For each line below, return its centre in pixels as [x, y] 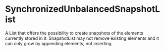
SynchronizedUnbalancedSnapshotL [82, 9]
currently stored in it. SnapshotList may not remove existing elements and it [82, 38]
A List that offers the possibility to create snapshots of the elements [74, 33]
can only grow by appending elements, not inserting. [59, 43]
